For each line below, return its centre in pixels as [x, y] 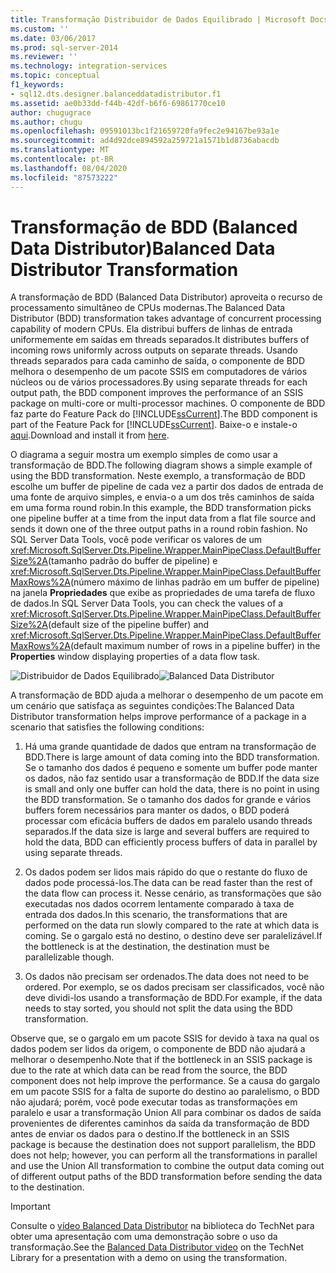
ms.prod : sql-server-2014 [64, 47]
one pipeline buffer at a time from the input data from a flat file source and [163, 518]
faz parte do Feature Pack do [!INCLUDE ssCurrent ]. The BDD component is [164, 414]
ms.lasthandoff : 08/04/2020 [69, 168]
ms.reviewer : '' [44, 57]
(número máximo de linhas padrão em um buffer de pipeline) [194, 582]
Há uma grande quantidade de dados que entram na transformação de [170, 747]
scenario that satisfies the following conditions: [107, 727]
